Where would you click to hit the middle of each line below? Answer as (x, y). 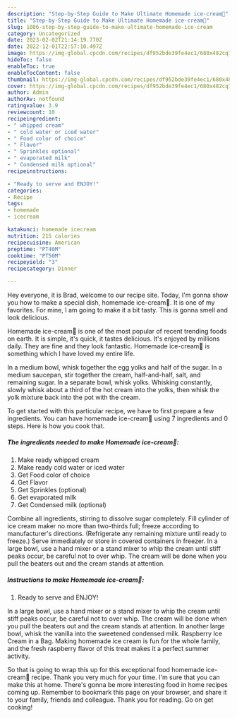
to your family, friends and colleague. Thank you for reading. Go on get (110, 700)
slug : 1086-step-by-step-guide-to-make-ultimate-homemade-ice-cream (110, 27)
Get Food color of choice (54, 475)
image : (17, 54)
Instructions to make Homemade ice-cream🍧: (76, 580)
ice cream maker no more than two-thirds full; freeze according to (103, 525)
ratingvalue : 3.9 (33, 106)
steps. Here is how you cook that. (56, 426)
